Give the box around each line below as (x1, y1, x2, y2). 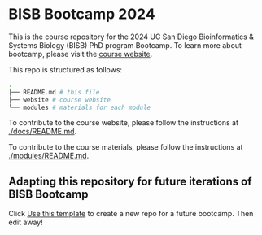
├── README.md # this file (8, 88, 100, 96)
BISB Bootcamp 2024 (8, 5, 156, 24)
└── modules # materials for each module (8, 103, 151, 111)
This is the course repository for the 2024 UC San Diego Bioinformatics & (8, 32, 255, 41)
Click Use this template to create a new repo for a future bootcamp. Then (8, 209, 254, 219)
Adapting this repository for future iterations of (8, 174, 252, 188)
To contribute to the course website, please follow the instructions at (8, 118, 238, 128)
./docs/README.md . (8, 127, 77, 137)
